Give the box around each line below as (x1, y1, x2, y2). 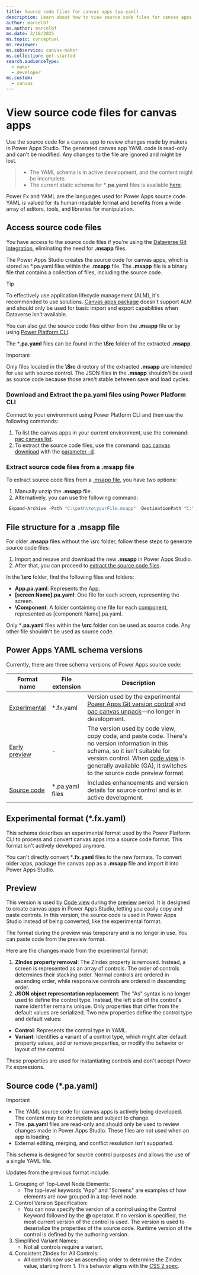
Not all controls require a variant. (23, 1244, 104, 1251)
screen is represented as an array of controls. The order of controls (14, 965, 179, 972)
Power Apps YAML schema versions (6, 645, 143, 655)
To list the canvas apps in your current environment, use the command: (14, 429, 189, 436)
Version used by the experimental (87, 692, 181, 700)
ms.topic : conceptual (6, 36, 60, 42)
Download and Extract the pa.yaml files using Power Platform (6, 390, 187, 398)
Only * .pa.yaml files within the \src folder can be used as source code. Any (6, 621, 191, 629)
